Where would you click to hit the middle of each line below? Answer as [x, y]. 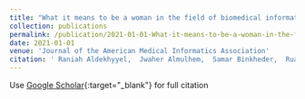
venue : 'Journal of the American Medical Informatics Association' [140, 51]
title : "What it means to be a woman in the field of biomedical [135, 18]
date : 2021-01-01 [42, 43]
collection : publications [58, 26]
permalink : [30, 34]
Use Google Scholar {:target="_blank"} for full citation [109, 85]
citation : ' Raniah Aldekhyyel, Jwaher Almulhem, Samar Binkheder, [144, 59]
